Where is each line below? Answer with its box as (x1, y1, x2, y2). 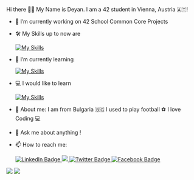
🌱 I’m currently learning (15, 56, 74, 63)
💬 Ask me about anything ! (15, 129, 81, 136)
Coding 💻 (15, 115, 41, 122)
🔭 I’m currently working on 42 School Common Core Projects (15, 18, 168, 25)
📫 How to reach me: (15, 141, 68, 148)
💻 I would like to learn (15, 79, 71, 87)
